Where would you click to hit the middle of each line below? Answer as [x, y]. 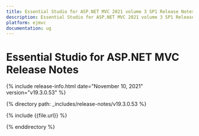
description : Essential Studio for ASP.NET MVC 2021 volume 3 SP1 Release [100, 17]
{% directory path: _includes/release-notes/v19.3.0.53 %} [76, 104]
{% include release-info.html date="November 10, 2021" [75, 86]
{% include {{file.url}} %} [37, 115]
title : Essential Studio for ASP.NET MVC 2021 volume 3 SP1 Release [92, 12]
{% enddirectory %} [31, 127]
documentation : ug [29, 28]
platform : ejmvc [26, 22]
